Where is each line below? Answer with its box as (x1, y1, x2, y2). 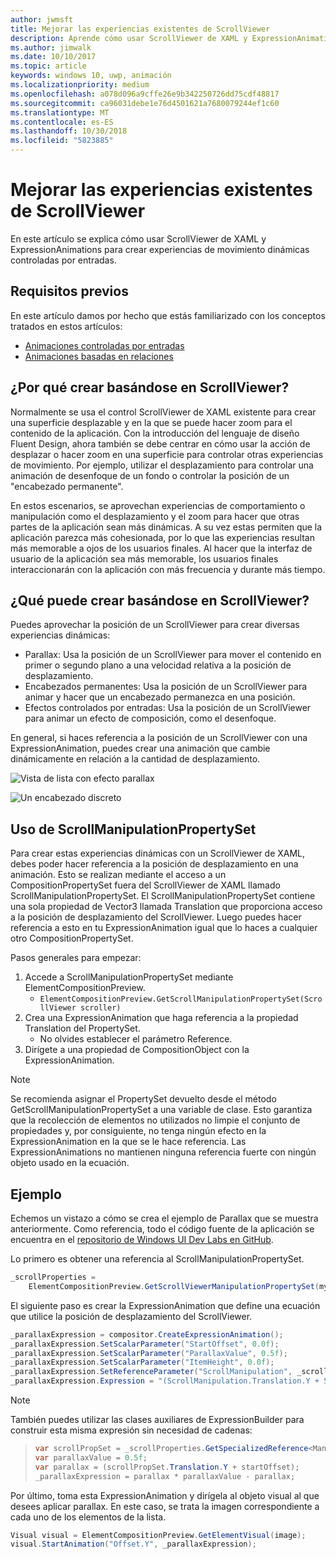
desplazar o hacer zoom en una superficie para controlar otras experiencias (10, 448, 324, 460)
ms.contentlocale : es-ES (10, 117, 114, 127)
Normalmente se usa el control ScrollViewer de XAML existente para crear (10, 406, 317, 418)
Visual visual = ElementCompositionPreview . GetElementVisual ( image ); (10, 1530, 307, 1540)
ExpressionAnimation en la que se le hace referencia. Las (10, 1136, 247, 1148)
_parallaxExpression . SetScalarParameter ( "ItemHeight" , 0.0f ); (10, 1357, 275, 1368)
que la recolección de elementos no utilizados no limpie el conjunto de (10, 1114, 301, 1126)
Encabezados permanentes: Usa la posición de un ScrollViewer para (24, 681, 308, 693)
